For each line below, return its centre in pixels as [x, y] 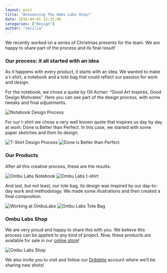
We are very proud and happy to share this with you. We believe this [75, 230]
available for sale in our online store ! [42, 240]
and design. [17, 82]
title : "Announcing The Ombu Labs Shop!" [49, 14]
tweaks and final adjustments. [36, 102]
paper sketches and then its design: [42, 132]
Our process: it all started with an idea [52, 61]
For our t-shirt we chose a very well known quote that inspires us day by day [84, 122]
